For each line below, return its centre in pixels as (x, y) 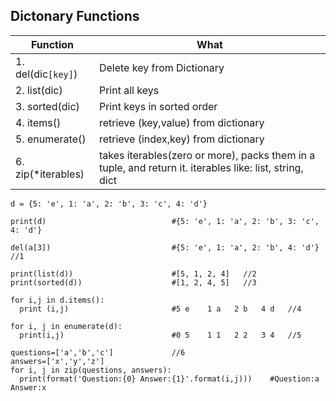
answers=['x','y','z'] (57, 361)
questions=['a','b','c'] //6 (98, 352)
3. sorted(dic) (47, 106)
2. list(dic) (39, 90)
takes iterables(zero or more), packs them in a (207, 155)
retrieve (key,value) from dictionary (181, 122)
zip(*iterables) (50, 174)
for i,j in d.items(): (57, 300)
